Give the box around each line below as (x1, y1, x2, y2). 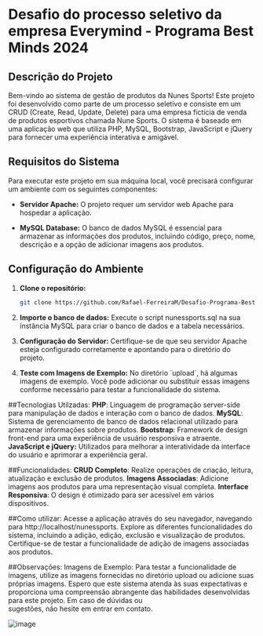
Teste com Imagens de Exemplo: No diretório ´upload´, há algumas (19, 368, 238, 377)
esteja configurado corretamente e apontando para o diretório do (19, 344, 232, 354)
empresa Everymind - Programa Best (8, 22, 254, 40)
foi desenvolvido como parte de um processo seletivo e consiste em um (8, 100, 241, 108)
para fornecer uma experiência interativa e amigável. (8, 133, 179, 142)
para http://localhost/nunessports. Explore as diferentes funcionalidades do (8, 522, 253, 531)
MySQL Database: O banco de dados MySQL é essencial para (19, 223, 222, 232)
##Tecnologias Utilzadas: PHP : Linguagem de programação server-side (8, 400, 241, 409)
